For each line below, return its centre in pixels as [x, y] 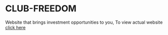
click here [16, 27]
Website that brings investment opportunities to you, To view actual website [84, 22]
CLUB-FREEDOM [41, 9]
